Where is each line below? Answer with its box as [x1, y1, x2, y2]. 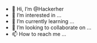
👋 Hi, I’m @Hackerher [11, 6, 64, 12]
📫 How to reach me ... [11, 31, 66, 37]
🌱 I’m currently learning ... [11, 18, 75, 24]
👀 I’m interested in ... [11, 12, 62, 19]
